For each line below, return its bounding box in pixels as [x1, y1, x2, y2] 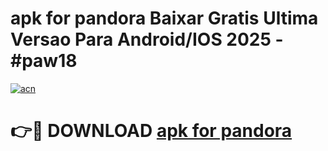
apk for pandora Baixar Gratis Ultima [10, 7, 319, 30]
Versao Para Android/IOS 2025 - [10, 28, 284, 51]
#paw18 [10, 50, 78, 72]
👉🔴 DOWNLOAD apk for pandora [10, 120, 293, 142]
